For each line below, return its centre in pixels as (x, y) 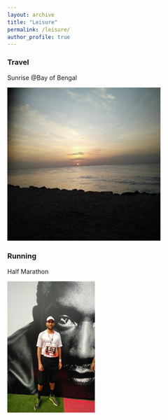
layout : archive (31, 15)
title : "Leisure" (33, 22)
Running (22, 256)
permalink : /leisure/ (39, 29)
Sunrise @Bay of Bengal (42, 78)
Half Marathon (28, 271)
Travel (18, 62)
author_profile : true (39, 37)
